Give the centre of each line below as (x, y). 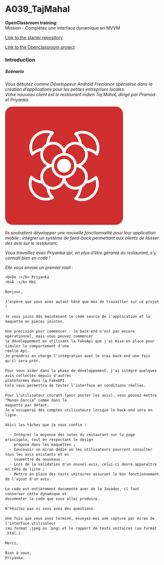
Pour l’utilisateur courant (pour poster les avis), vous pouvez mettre (81, 395)
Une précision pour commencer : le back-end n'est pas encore (70, 331)
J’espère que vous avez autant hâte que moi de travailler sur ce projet (82, 301)
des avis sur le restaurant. (31, 243)
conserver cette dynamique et (36, 494)
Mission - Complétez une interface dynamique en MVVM (63, 28)
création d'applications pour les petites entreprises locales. (65, 89)
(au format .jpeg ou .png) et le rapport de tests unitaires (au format (81, 528)
